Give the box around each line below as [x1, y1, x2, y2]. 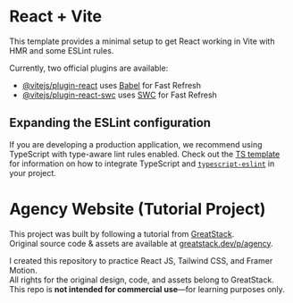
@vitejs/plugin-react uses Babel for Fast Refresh [21, 80, 202, 90]
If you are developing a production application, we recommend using [9, 139, 263, 149]
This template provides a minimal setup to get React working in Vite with [9, 36, 275, 46]
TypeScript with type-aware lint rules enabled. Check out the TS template [9, 148, 280, 159]
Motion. [9, 265, 38, 275]
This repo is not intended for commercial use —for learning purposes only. [9, 283, 286, 294]
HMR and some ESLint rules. [9, 45, 114, 55]
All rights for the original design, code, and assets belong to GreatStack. [9, 274, 274, 285]
